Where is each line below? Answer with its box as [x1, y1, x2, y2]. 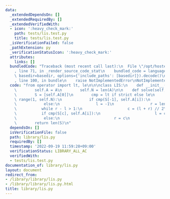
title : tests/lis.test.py [14, 36, 69, 41]
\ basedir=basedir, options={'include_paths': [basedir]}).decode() [14, 73, 162, 78]
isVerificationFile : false [10, 130, 67, 135]
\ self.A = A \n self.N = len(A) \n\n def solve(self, [14, 87, 166, 93]
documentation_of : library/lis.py [5, 163, 78, 168]
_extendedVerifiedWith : [10, 21, 60, 27]
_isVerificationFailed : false [10, 41, 73, 46]
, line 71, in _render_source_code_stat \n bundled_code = [14, 69, 146, 74]
